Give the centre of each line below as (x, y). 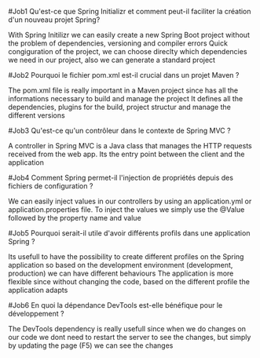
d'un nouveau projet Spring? (54, 20)
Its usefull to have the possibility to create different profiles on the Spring (126, 257)
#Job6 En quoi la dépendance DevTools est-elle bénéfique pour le (115, 305)
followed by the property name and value (75, 218)
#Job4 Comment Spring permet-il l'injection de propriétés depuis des (121, 177)
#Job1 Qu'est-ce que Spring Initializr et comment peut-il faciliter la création (130, 11)
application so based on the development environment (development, (121, 265)
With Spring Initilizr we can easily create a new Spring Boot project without (129, 35)
